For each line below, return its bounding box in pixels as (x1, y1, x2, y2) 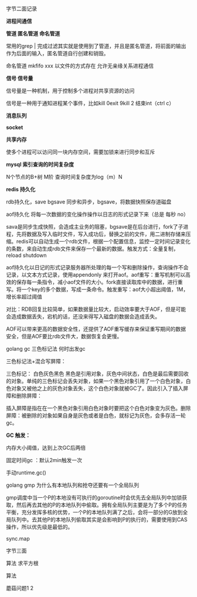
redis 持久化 (6, 186, 36, 192)
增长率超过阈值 (6, 293, 42, 300)
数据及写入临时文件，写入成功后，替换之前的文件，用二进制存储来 (26, 230, 186, 238)
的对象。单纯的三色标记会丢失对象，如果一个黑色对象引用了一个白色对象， (6, 378, 186, 384)
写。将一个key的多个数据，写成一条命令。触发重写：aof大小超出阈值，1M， (6, 286, 189, 293)
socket (6, 124, 23, 131)
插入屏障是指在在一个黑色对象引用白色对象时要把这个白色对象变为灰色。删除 (6, 405, 191, 412)
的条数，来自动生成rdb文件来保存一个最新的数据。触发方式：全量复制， (6, 245, 179, 252)
